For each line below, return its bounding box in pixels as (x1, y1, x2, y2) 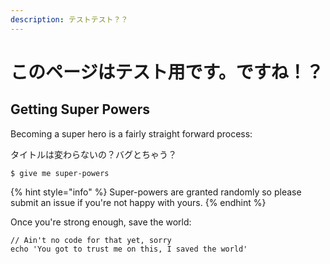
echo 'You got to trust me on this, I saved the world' (10, 244, 248, 254)
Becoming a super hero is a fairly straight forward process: (10, 127, 253, 140)
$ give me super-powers (10, 168, 110, 178)
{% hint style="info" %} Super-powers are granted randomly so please (10, 186, 302, 198)
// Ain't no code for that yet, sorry (10, 235, 172, 245)
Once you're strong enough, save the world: (10, 216, 192, 228)
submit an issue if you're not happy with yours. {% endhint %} (10, 196, 267, 208)
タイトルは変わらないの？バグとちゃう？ (10, 148, 177, 160)
